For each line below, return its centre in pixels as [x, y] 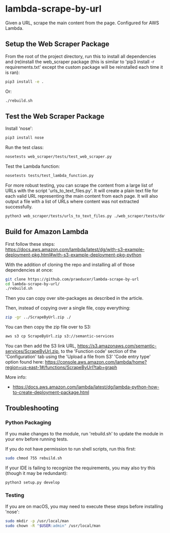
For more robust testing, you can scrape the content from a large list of [79, 185]
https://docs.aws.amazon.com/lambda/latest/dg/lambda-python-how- [86, 387]
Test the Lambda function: [33, 166]
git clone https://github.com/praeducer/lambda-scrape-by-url [72, 279]
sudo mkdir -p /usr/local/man [37, 521]
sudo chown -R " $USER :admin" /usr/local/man [53, 526]
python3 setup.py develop [32, 482]
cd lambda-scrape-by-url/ [32, 284]
